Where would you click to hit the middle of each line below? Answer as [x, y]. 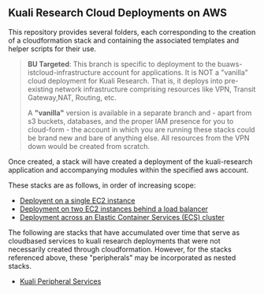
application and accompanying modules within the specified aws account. [128, 169]
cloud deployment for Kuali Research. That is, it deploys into [125, 80]
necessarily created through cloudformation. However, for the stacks [120, 249]
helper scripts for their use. [52, 48]
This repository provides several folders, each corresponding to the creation [132, 32]
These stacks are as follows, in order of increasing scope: [102, 185]
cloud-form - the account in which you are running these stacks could [141, 129]
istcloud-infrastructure [64, 72]
